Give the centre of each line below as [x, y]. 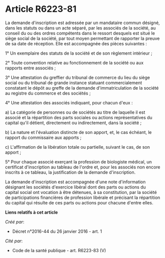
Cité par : [14, 241]
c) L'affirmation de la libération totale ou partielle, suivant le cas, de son [78, 147]
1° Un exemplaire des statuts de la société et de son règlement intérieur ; [79, 53]
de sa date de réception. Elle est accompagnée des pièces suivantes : [76, 43]
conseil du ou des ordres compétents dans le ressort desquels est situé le [80, 33]
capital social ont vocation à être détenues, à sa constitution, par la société [81, 192]
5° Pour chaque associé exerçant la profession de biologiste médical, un [79, 161]
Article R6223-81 [41, 9]
